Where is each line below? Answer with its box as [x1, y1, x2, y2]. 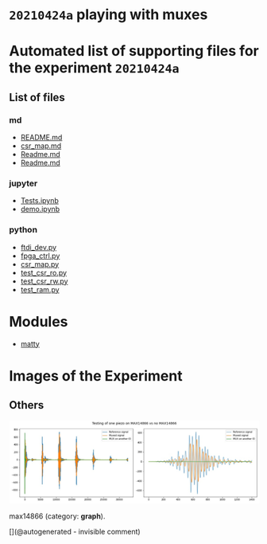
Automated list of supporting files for [9, 42, 259, 61]
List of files [9, 90, 66, 104]
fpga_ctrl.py [20, 251, 60, 260]
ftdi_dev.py [20, 242, 57, 252]
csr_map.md [20, 141, 62, 151]
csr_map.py [20, 259, 60, 268]
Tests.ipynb [20, 196, 59, 205]
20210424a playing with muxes [9, 6, 208, 24]
